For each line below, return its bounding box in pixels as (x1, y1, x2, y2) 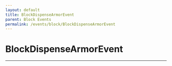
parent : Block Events (5, 17, 52, 22)
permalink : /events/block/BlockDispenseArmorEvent (5, 21, 116, 27)
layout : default (5, 7, 40, 13)
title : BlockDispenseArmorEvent (5, 12, 74, 17)
